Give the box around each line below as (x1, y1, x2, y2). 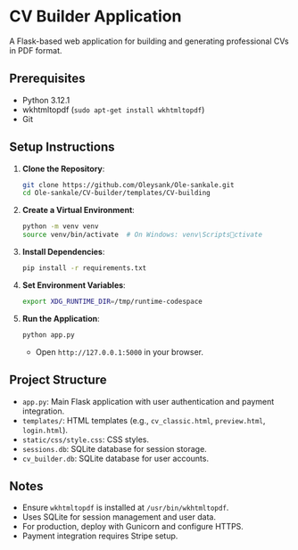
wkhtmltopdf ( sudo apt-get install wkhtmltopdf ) (21, 104, 205, 115)
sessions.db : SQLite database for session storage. (21, 443, 207, 454)
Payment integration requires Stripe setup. (21, 530, 178, 541)
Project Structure (9, 373, 107, 388)
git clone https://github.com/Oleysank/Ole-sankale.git (21, 180, 235, 189)
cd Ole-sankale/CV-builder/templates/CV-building (21, 189, 211, 198)
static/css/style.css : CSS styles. (21, 434, 150, 445)
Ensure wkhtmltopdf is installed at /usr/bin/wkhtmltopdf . (21, 502, 229, 513)
